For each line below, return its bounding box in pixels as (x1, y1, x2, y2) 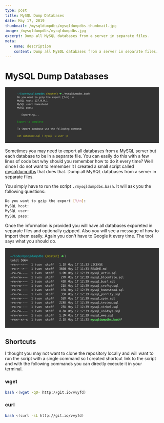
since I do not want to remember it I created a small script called (5, 163, 134, 169)
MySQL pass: (5, 214, 29, 219)
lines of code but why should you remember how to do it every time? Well (5, 158, 153, 164)
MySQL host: (5, 203, 29, 208)
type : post (5, 8, 27, 13)
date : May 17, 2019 (5, 18, 45, 23)
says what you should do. (5, 238, 57, 244)
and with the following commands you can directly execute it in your (5, 361, 143, 367)
